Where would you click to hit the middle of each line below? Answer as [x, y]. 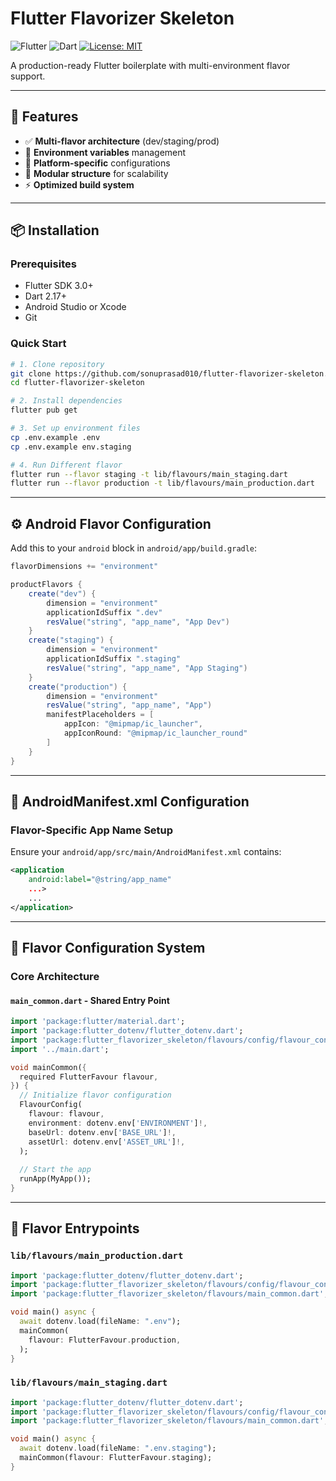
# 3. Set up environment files [75, 428]
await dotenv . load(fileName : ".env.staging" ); [118, 1448]
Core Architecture [55, 976]
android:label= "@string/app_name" [100, 880]
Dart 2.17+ [46, 296]
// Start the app [55, 1170]
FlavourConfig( [51, 1105]
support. [28, 76]
